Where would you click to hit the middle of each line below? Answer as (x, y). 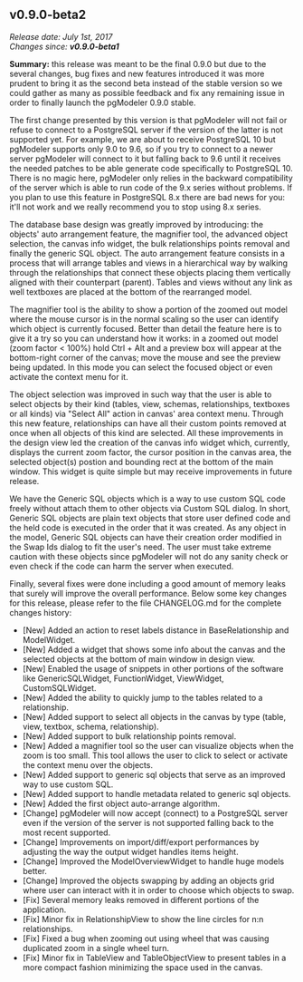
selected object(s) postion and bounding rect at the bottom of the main (142, 462)
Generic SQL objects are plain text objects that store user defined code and (150, 518)
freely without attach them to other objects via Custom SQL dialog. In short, (150, 508)
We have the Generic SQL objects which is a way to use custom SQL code (148, 499)
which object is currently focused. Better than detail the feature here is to (146, 328)
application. (44, 909)
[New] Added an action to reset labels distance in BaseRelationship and (156, 630)
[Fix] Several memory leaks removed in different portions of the (141, 899)
